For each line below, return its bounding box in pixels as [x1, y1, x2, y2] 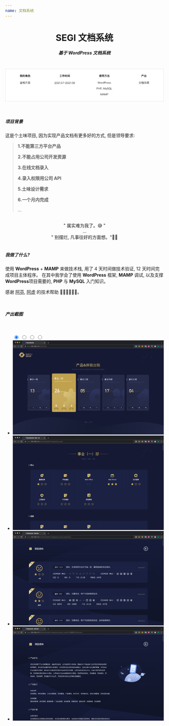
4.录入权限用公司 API [17, 175, 62, 181]
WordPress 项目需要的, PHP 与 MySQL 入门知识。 [5, 278, 109, 284]
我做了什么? [5, 252, 30, 258]
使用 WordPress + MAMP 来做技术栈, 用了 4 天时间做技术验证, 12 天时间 [5, 265, 155, 272]
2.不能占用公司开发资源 [17, 154, 66, 160]
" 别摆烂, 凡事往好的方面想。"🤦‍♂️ [51, 234, 118, 240]
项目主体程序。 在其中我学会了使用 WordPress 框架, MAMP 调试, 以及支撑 [9, 272, 163, 278]
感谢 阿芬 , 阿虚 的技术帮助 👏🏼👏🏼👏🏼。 [5, 289, 82, 295]
